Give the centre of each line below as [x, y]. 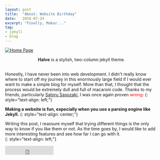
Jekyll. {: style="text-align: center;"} [42, 114]
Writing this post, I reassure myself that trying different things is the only [77, 123]
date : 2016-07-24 [25, 18]
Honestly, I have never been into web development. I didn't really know [76, 74]
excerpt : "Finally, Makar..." [36, 23]
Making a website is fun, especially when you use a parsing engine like [78, 109]
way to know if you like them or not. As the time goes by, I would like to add [80, 129]
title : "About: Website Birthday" [41, 14]
